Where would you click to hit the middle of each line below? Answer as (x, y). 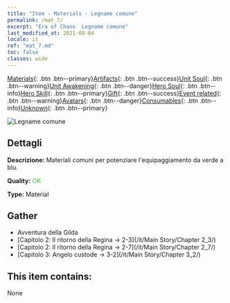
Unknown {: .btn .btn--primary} (64, 107)
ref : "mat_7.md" (30, 46)
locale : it (23, 40)
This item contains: (50, 276)
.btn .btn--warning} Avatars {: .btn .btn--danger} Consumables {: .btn (103, 101)
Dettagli (25, 143)
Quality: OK (24, 180)
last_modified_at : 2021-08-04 (51, 33)
